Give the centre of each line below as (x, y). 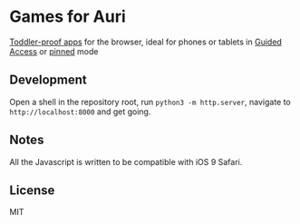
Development (48, 80)
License (32, 190)
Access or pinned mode (54, 51)
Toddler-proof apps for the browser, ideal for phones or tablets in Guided (146, 42)
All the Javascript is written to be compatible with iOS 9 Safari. (126, 161)
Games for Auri (68, 17)
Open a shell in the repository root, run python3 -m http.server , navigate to (150, 102)
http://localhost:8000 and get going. (80, 112)
